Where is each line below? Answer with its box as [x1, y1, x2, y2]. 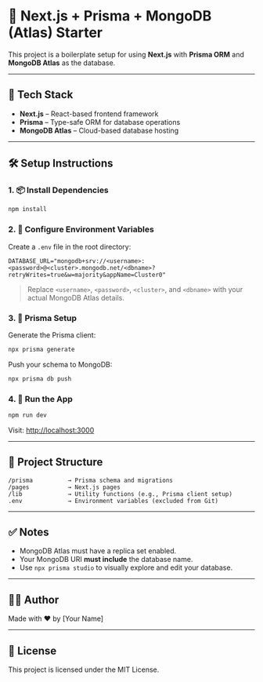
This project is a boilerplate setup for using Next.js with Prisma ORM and [8, 49, 245, 59]
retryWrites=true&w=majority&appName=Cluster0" [8, 271, 167, 279]
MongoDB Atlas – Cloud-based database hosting [19, 126, 178, 135]
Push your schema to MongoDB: [8, 359, 113, 369]
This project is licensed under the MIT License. [8, 665, 160, 674]
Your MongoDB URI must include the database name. [19, 555, 193, 564]
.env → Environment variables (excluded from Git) [8, 497, 219, 505]
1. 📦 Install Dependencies [8, 184, 110, 195]
